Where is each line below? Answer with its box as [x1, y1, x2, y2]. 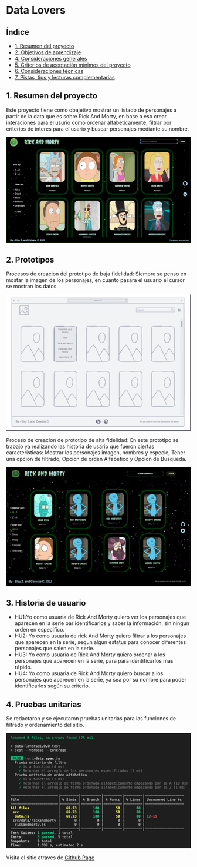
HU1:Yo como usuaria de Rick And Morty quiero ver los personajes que [14, 613, 186, 621]
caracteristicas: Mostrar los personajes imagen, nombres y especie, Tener [6, 449, 186, 456]
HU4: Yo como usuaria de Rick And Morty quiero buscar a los [14, 670, 164, 677]
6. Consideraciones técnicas [14, 68, 84, 74]
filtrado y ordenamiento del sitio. [6, 722, 84, 729]
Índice [6, 27, 29, 37]
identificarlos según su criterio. [14, 682, 90, 689]
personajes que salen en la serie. [14, 645, 95, 652]
